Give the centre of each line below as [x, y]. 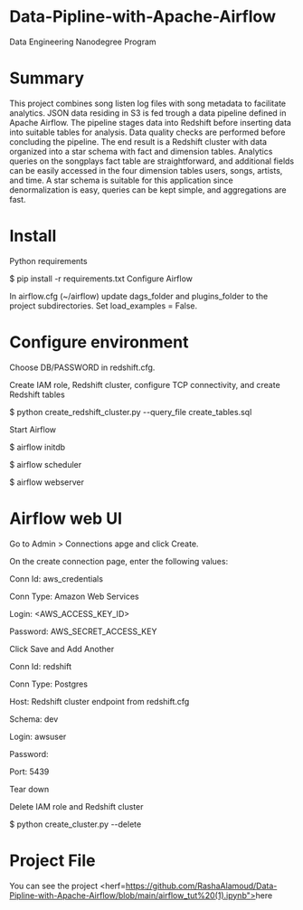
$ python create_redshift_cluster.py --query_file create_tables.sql [131, 412]
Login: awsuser [38, 736]
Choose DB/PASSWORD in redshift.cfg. [82, 367]
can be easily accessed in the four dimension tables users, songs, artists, [146, 170]
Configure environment [99, 342]
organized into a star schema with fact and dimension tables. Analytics [141, 151]
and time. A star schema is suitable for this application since [121, 180]
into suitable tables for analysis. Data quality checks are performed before [147, 132]
